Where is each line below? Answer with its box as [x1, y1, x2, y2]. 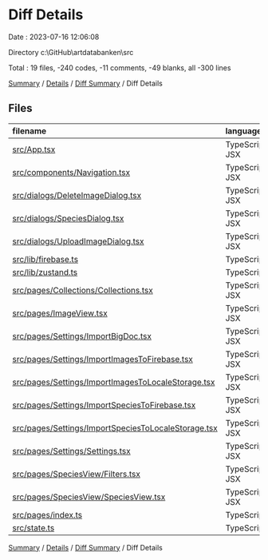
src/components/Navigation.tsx [12, 166, 130, 177]
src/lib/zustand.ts [12, 266, 78, 277]
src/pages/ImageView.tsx [12, 308, 108, 319]
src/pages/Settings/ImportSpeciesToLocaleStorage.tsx [12, 422, 218, 433]
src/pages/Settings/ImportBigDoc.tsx [12, 330, 152, 341]
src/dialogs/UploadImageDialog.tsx [12, 236, 145, 247]
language [225, 125, 262, 137]
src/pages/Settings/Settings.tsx [12, 445, 132, 456]
